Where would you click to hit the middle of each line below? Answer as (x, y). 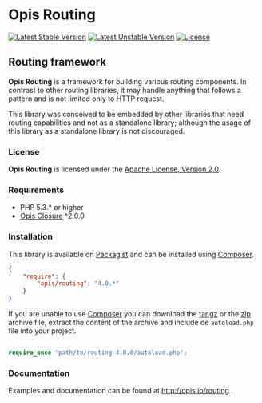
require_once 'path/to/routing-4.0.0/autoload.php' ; (98, 353)
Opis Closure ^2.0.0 (52, 216)
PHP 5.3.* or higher (52, 208)
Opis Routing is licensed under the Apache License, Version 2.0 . (115, 169)
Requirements (36, 190)
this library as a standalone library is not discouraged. (97, 131)
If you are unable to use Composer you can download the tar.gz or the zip (130, 314)
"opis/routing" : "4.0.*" (78, 284)
